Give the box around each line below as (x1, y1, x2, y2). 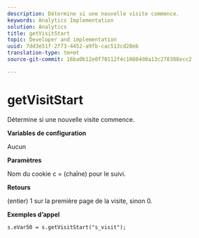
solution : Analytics (7, 23, 68, 30)
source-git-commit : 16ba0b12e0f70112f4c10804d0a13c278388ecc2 (7, 56, 192, 63)
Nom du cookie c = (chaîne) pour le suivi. (7, 169, 126, 178)
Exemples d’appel (7, 210, 60, 218)
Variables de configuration (7, 129, 87, 137)
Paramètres (7, 155, 42, 164)
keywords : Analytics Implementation (7, 17, 114, 24)
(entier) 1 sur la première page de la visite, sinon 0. (7, 197, 153, 205)
